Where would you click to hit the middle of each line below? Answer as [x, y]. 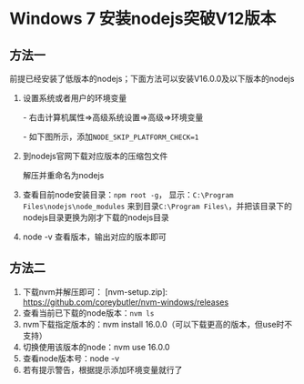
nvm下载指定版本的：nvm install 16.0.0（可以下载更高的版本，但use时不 [157, 324]
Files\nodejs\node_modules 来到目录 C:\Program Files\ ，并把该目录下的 [157, 206]
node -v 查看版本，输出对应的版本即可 [94, 237]
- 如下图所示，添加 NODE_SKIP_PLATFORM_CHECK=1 [111, 136]
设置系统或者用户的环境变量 [75, 98]
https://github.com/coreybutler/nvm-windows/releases [126, 302]
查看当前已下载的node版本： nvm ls [88, 313]
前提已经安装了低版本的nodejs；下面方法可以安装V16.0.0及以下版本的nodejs [152, 79]
